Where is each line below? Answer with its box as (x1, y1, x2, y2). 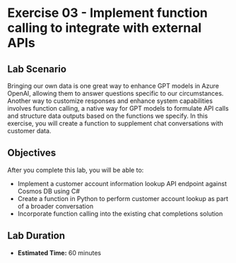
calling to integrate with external (7, 20, 202, 36)
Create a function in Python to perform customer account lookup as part (17, 194, 228, 202)
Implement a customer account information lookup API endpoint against (17, 179, 228, 188)
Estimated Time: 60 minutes (17, 248, 101, 257)
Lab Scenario (7, 63, 67, 75)
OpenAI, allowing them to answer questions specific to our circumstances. (7, 90, 224, 97)
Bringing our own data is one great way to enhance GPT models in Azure (7, 82, 219, 90)
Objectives (7, 147, 57, 159)
